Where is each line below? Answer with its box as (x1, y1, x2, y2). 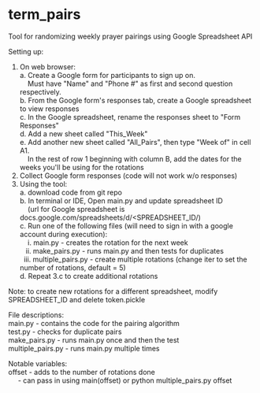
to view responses (19, 104, 80, 113)
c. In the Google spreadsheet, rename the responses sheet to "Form (19, 112, 241, 121)
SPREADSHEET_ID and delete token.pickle (8, 295, 146, 304)
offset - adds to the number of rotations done (8, 367, 155, 376)
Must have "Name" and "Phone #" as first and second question (27, 79, 233, 88)
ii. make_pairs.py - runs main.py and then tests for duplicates (25, 246, 225, 255)
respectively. (19, 87, 61, 96)
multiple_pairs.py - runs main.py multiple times (8, 343, 160, 353)
